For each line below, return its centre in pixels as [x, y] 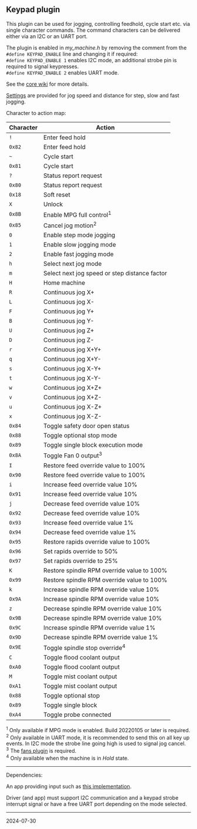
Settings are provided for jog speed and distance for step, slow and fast [93, 95]
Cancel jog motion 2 [70, 225]
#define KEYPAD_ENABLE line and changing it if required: [72, 54]
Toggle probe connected [77, 715]
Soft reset [57, 194]
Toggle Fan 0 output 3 [73, 455]
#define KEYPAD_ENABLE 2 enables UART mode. [62, 72]
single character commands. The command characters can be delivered [93, 30]
